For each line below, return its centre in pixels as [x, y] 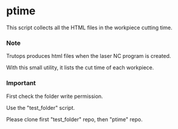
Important [21, 83]
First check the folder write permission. [55, 96]
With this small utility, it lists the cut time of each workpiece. [80, 67]
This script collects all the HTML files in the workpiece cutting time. [89, 27]
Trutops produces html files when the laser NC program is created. [89, 56]
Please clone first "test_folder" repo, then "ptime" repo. [74, 119]
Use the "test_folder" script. [40, 107]
